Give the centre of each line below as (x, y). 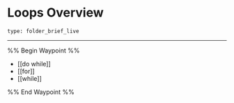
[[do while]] (34, 64)
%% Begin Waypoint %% (44, 50)
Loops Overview (55, 13)
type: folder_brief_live (43, 31)
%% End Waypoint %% (41, 92)
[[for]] (26, 71)
